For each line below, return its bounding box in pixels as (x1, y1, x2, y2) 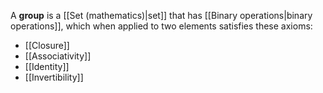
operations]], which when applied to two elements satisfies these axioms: (10, 20, 313, 32)
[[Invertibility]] (24, 71, 84, 83)
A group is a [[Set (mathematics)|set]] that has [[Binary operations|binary (10, 10, 313, 21)
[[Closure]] (24, 40, 70, 51)
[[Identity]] (24, 61, 70, 72)
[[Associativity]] (24, 50, 92, 62)
